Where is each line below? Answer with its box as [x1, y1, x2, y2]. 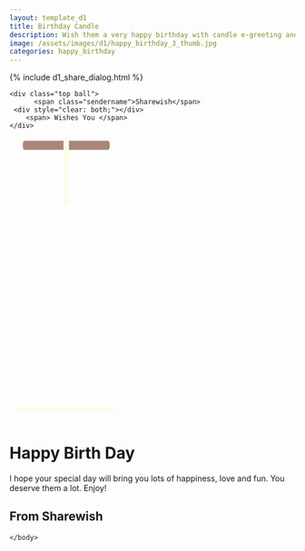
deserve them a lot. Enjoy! [9, 483, 107, 494]
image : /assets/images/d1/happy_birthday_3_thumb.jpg [9, 38, 218, 48]
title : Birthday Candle [9, 22, 100, 31]
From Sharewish [9, 509, 103, 525]
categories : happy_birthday [9, 47, 116, 56]
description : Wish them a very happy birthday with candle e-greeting [9, 30, 282, 39]
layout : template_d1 [9, 13, 88, 23]
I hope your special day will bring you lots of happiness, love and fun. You [9, 473, 285, 484]
